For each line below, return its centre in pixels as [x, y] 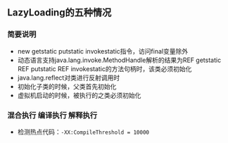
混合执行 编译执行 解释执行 [52, 115]
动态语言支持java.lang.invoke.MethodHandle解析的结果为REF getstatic [119, 60]
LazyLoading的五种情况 [59, 13]
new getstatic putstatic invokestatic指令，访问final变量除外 [103, 51]
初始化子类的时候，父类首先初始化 [67, 86]
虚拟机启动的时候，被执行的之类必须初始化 [79, 95]
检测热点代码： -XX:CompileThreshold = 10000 [83, 132]
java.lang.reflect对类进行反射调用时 [69, 77]
